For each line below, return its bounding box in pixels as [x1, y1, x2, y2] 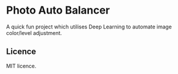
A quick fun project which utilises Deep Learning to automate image [6, 23, 172, 30]
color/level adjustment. [6, 29, 62, 36]
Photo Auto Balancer [6, 4, 110, 17]
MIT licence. [6, 62, 37, 69]
